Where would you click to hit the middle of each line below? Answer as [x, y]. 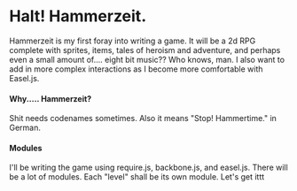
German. [25, 128]
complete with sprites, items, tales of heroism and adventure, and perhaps [145, 50]
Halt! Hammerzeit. [78, 16]
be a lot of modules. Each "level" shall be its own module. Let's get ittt [137, 177]
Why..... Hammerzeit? [51, 98]
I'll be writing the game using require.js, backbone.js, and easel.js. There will [148, 168]
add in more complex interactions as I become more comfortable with [136, 69]
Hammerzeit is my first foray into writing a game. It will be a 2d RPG [133, 41]
